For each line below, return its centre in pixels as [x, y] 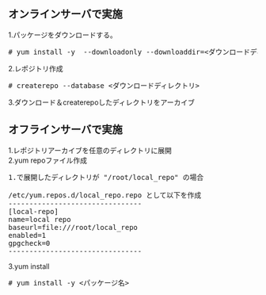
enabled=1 [27, 235]
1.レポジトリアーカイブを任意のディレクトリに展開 [90, 150]
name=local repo [40, 219]
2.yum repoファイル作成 [48, 160]
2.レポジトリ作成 [36, 68]
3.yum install [29, 266]
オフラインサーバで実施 [65, 130]
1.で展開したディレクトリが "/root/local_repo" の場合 [106, 177]
